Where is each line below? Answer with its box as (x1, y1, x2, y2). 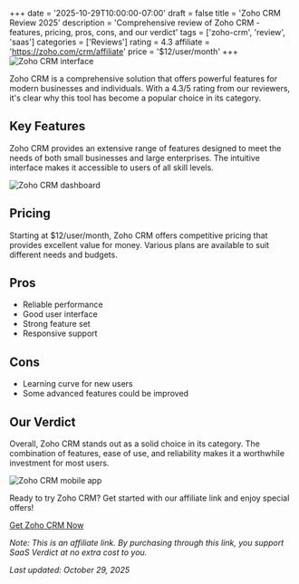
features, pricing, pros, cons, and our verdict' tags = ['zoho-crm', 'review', (9, 27, 285, 37)
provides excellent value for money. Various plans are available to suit (9, 239, 270, 250)
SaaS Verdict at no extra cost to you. (9, 547, 148, 558)
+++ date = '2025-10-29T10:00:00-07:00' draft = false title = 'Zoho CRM (9, 8, 281, 18)
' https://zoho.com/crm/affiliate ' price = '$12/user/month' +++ (9, 46, 238, 57)
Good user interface (22, 309, 98, 320)
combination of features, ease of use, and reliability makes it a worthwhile (9, 448, 285, 459)
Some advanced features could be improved (22, 388, 188, 399)
